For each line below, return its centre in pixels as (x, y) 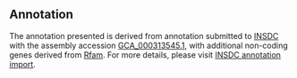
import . (22, 64)
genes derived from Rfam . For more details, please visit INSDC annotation (145, 55)
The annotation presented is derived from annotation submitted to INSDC (144, 35)
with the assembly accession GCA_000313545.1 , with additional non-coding (148, 45)
